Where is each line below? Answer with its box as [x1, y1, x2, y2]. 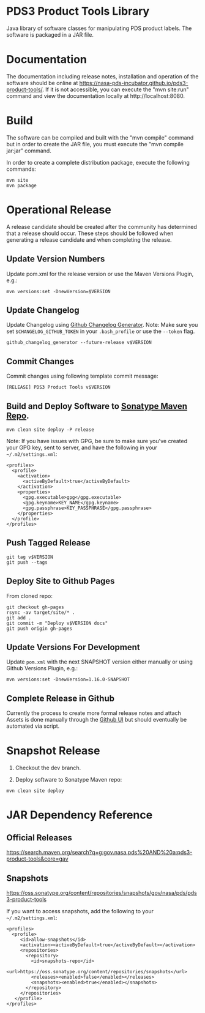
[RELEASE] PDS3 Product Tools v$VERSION [6, 384, 111, 391]
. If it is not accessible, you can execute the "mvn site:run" [42, 86, 189, 93]
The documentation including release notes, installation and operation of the [6, 72, 199, 80]
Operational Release [6, 203, 111, 217]
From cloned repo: [6, 592, 53, 599]
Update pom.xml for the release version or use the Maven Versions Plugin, [6, 270, 194, 277]
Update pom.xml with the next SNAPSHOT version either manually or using [6, 658, 193, 665]
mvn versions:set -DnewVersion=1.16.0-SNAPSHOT [6, 676, 130, 683]
